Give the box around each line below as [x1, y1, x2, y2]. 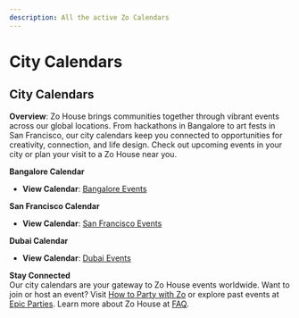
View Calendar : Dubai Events [21, 252, 131, 264]
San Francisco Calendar [9, 200, 100, 211]
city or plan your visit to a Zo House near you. [9, 148, 177, 159]
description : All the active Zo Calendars [9, 13, 170, 22]
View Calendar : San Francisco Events [21, 218, 162, 229]
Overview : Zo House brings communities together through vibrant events [9, 111, 279, 121]
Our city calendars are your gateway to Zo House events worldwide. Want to [9, 279, 290, 290]
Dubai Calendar [9, 235, 69, 246]
